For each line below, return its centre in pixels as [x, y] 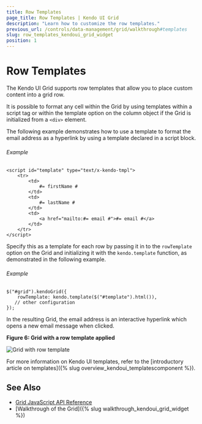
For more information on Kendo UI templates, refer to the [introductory [95, 362]
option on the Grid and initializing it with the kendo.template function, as [97, 253]
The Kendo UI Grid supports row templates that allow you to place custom [99, 88]
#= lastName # [57, 203]
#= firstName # [58, 187]
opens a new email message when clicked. [60, 326]
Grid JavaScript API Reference [54, 402]
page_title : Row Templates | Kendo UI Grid [63, 18]
